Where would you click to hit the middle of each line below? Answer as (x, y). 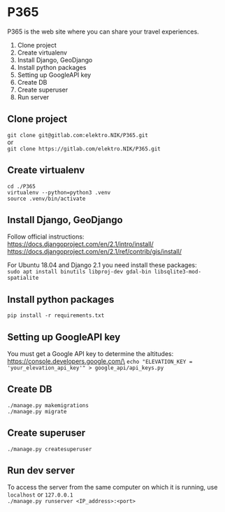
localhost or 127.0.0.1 (40, 495)
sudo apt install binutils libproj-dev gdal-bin (79, 272)
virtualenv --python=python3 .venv (59, 192)
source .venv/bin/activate (46, 199)
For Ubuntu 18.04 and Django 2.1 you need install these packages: (102, 265)
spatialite (23, 278)
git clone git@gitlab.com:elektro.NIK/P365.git (78, 135)
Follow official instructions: (46, 237)
